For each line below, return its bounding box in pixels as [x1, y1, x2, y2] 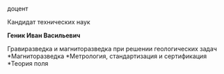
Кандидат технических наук [7, 18, 90, 26]
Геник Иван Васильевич [7, 31, 81, 39]
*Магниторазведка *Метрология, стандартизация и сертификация [7, 52, 207, 60]
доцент [7, 5, 29, 12]
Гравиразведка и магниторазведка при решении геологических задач [7, 45, 218, 53]
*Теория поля [7, 59, 49, 67]
